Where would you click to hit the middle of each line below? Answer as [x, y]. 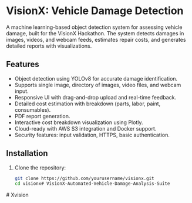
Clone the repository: [40, 167]
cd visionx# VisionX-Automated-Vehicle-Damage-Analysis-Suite [92, 184]
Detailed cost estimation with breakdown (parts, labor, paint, [87, 104]
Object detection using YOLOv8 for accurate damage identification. [96, 78]
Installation [27, 153]
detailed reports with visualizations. [49, 46]
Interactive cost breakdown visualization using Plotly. [79, 122]
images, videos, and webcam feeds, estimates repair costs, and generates [96, 39]
